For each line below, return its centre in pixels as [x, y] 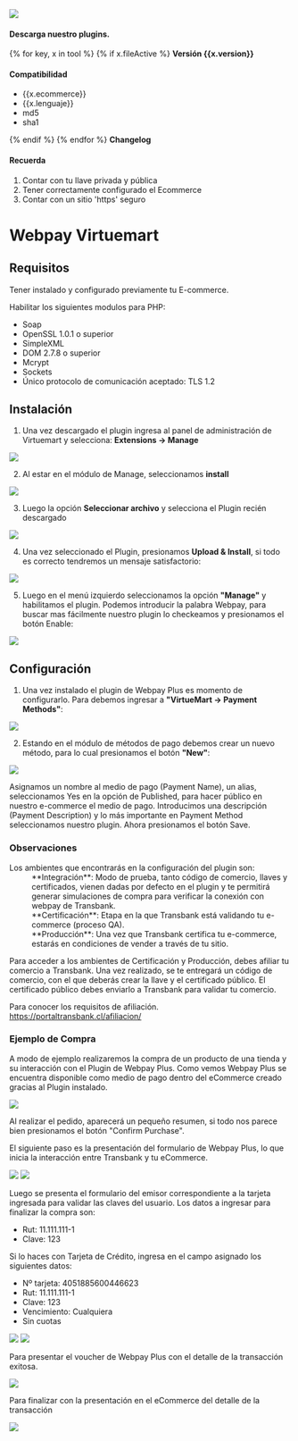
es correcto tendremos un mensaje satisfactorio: [112, 561]
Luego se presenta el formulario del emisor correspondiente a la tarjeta [140, 1193]
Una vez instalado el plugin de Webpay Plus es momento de [132, 691]
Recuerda [28, 160]
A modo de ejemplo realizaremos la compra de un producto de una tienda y [148, 1059]
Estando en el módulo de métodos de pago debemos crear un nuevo [148, 743]
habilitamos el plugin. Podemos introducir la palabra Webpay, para [144, 605]
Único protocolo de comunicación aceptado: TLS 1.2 [119, 381]
